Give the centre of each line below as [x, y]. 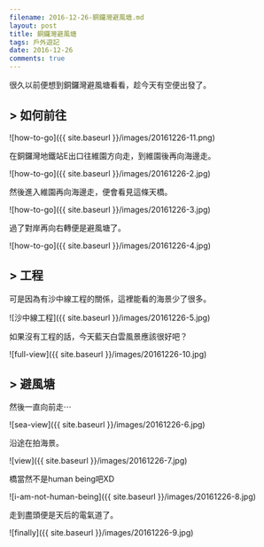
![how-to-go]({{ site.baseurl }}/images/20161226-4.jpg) [110, 246]
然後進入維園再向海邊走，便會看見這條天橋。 [91, 191]
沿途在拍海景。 [36, 443]
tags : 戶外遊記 [35, 42]
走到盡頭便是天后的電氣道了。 [63, 515]
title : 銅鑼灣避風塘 [43, 34]
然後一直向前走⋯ [40, 407]
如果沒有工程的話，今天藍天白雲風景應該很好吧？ [98, 336]
